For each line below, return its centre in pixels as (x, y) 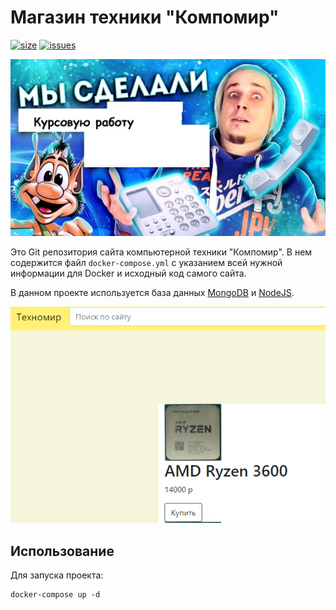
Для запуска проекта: (57, 575)
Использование (62, 551)
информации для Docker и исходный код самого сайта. (128, 273)
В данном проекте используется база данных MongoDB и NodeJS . (152, 293)
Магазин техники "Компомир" (145, 17)
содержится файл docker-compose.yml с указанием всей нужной (146, 263)
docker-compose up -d (55, 595)
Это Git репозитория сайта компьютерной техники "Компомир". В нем (161, 252)
